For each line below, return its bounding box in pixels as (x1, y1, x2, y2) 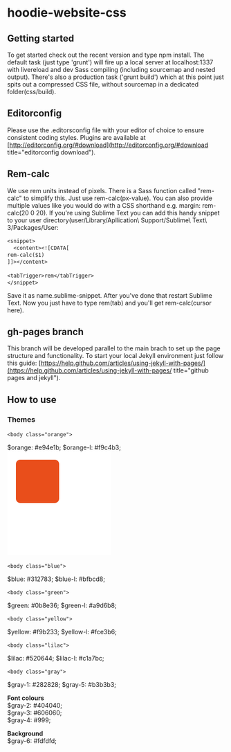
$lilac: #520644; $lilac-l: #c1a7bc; (7, 654, 104, 663)
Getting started (7, 33, 75, 44)
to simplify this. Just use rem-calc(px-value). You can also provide (23, 194, 213, 202)
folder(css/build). (7, 88, 57, 96)
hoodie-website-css (7, 5, 127, 21)
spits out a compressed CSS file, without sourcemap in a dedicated (7, 80, 199, 88)
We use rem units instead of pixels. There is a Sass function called (7, 186, 196, 195)
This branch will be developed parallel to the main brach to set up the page (7, 344, 221, 352)
